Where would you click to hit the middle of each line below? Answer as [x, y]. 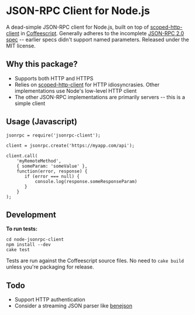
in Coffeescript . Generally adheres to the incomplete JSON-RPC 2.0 [102, 33]
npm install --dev [28, 245]
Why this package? [42, 64]
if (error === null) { [52, 176]
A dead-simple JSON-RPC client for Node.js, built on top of [78, 27]
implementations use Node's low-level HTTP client [76, 91]
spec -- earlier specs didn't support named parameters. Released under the [97, 39]
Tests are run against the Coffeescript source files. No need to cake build [95, 261]
